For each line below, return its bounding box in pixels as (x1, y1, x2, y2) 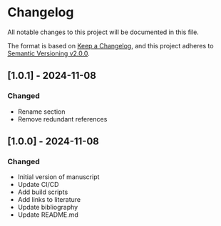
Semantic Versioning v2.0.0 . (7, 49, 91, 58)
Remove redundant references (17, 114, 108, 123)
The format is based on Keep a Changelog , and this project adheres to (7, 41, 214, 50)
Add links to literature (17, 195, 81, 204)
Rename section (17, 107, 66, 116)
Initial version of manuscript (17, 173, 100, 181)
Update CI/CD (17, 181, 59, 189)
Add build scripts (17, 188, 68, 196)
